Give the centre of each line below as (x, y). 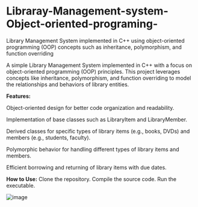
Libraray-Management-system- (87, 11)
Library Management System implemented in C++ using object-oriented (95, 40)
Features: (19, 96)
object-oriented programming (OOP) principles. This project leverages (93, 71)
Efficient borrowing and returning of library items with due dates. (86, 167)
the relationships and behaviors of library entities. (68, 84)
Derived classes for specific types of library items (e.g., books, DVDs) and (98, 131)
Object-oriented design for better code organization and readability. (90, 107)
